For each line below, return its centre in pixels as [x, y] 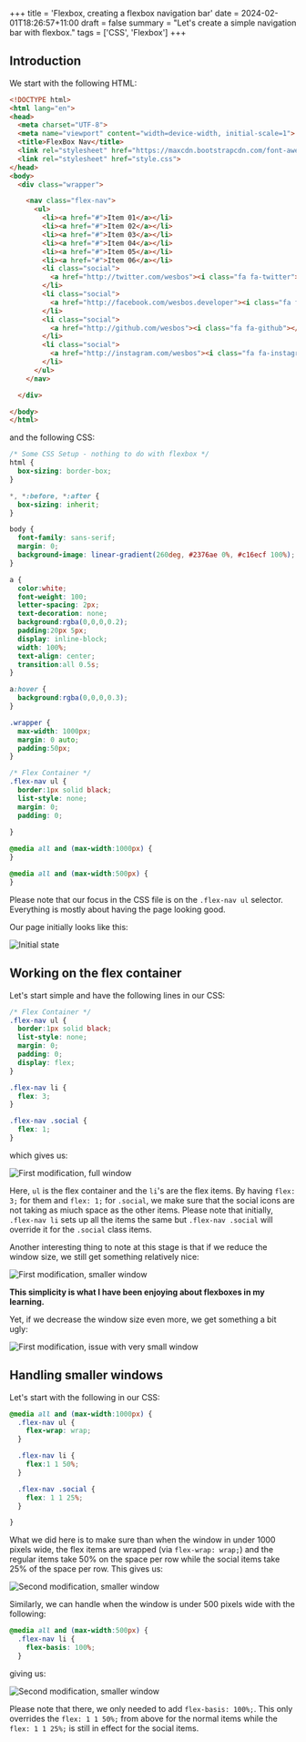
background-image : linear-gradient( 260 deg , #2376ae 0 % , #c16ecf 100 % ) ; [157, 555]
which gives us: [39, 1155]
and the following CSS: [52, 437]
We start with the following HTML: [73, 83]
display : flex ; [46, 1062]
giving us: [28, 1673]
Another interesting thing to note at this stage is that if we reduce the [138, 1246]
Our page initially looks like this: [69, 927]
